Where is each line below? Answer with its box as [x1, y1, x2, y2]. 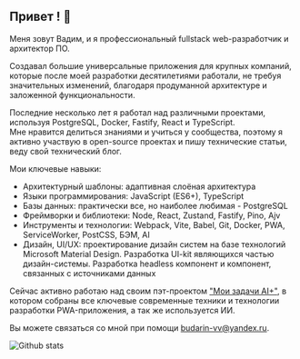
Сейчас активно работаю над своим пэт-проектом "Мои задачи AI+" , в [9, 285, 287, 296]
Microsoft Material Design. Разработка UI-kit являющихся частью [22, 248, 275, 259]
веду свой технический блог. [9, 145, 123, 156]
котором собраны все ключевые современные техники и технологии [9, 294, 280, 305]
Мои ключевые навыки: [9, 163, 102, 174]
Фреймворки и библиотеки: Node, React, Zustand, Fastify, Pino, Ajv [22, 210, 281, 221]
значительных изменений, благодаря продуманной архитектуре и [9, 79, 268, 91]
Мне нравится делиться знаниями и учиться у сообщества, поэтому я [9, 126, 284, 137]
